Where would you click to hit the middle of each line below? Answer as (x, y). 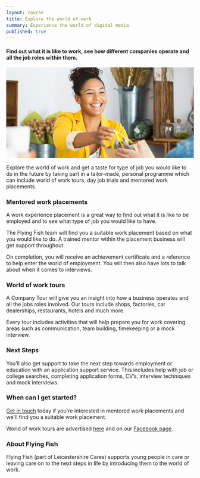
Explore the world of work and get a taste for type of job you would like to (96, 167)
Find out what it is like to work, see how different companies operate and (98, 51)
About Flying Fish (32, 444)
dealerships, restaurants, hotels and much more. (65, 311)
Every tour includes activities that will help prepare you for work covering (96, 322)
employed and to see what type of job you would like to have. (81, 221)
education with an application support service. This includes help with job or (100, 370)
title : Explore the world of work (49, 19)
